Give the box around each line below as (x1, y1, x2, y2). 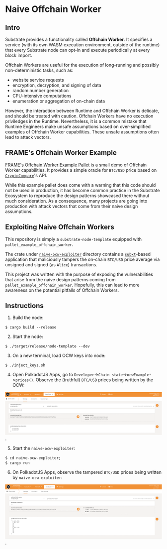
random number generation (12, 88, 69, 93)
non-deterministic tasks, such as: (5, 67, 74, 73)
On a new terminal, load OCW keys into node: (12, 352, 106, 359)
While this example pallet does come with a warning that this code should (5, 182, 156, 188)
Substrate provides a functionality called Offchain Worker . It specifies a (5, 36, 153, 42)
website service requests (12, 77, 64, 83)
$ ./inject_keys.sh (5, 363, 46, 368)
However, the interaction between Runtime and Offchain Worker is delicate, (5, 108, 159, 113)
